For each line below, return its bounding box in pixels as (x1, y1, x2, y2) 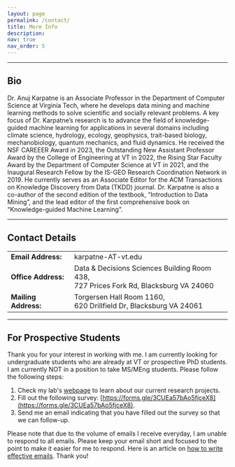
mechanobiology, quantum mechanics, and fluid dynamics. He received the (7, 138, 225, 147)
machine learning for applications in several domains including (29, 123, 209, 131)
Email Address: (10, 252, 62, 261)
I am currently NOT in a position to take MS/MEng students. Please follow (7, 365, 219, 374)
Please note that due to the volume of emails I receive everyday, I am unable (7, 429, 227, 438)
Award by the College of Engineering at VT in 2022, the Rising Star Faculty (7, 153, 222, 161)
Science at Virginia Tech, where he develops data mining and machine (7, 101, 210, 109)
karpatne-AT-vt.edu (73, 252, 143, 261)
